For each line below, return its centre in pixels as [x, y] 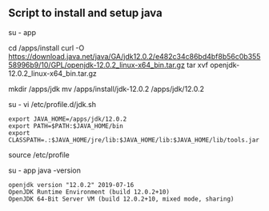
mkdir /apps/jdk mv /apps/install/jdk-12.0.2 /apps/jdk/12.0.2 [106, 89]
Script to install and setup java [85, 13]
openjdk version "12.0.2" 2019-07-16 [71, 185]
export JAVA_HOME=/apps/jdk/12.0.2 [68, 119]
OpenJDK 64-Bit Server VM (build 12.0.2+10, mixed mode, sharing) [121, 199]
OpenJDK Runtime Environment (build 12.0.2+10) [89, 192]
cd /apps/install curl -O [46, 48]
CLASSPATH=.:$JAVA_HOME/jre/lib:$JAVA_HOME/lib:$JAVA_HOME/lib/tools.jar [134, 140]
